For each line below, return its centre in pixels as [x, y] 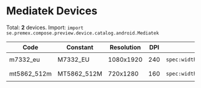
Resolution [125, 47]
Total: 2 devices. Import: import [45, 27]
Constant [80, 47]
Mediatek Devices [52, 11]
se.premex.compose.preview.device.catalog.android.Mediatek [83, 33]
